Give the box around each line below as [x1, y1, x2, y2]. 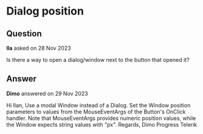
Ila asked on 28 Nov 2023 [6, 44, 71, 52]
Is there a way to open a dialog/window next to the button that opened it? [6, 56, 190, 63]
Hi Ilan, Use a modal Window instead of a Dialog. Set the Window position [6, 101, 191, 109]
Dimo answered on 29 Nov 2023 [6, 90, 88, 97]
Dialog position [6, 4, 84, 18]
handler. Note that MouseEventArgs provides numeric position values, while [6, 114, 196, 122]
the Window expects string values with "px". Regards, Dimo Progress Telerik [6, 121, 198, 128]
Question [6, 28, 42, 39]
